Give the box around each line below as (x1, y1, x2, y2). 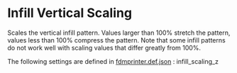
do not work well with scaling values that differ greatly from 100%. (7, 43, 201, 52)
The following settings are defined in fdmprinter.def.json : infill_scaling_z (7, 57, 219, 65)
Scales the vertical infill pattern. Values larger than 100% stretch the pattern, (7, 28, 231, 37)
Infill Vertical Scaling (7, 5, 133, 21)
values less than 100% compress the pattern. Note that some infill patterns (7, 35, 226, 44)
